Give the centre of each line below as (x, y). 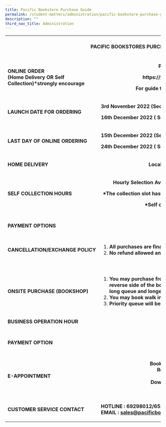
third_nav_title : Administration (40, 24)
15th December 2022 (127, 135)
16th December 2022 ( (128, 117)
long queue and (128, 291)
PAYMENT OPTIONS (32, 226)
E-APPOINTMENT (29, 376)
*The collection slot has (132, 193)
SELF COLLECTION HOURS (40, 193)
